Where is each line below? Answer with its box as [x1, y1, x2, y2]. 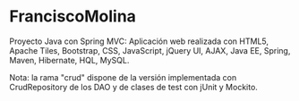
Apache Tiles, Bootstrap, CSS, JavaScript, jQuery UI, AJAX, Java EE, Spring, [9, 45, 291, 55]
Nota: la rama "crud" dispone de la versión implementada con [9, 72, 237, 82]
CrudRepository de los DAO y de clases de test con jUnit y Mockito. [9, 81, 258, 92]
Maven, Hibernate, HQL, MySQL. [9, 55, 130, 65]
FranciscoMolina [9, 6, 137, 27]
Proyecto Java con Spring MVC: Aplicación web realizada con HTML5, [9, 36, 269, 46]
